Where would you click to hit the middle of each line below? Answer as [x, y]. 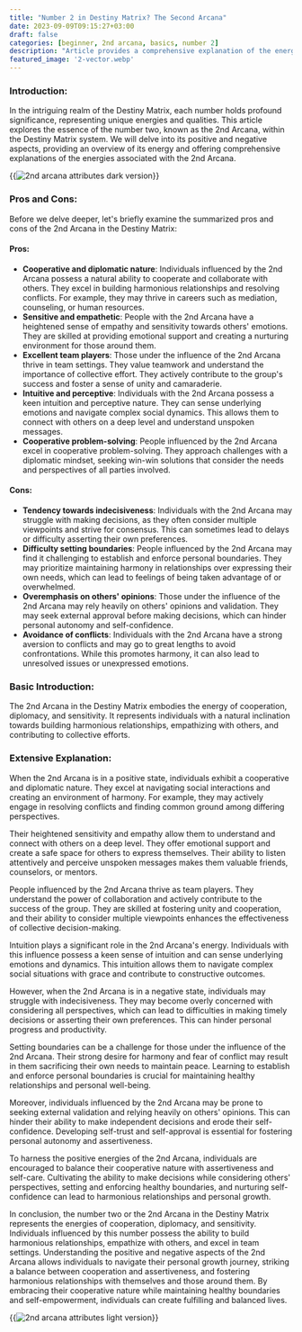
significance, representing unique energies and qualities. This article [136, 120]
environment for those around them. [89, 345]
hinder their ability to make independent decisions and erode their [131, 1121]
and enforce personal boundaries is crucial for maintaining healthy [132, 1075]
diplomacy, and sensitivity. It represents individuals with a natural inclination [150, 715]
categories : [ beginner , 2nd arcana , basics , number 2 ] [114, 43]
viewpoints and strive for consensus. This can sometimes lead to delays [155, 529]
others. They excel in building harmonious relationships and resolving [151, 288]
